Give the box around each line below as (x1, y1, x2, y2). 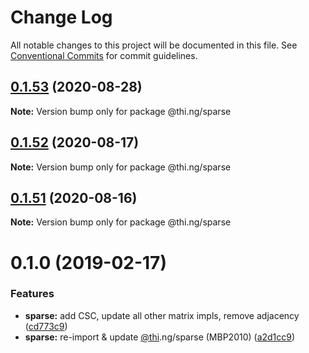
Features (10, 287, 55, 301)
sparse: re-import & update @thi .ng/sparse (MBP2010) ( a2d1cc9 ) (24, 331, 296, 343)
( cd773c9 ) (24, 320, 68, 332)
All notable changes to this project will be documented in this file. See (10, 39, 298, 51)
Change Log (10, 6, 113, 29)
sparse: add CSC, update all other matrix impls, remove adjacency (24, 309, 300, 321)
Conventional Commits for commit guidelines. (10, 49, 198, 61)
